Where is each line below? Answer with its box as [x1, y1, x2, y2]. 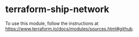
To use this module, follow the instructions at [5, 20, 99, 26]
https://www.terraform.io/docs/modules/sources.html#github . [5, 25, 134, 31]
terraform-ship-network [5, 4, 110, 15]
